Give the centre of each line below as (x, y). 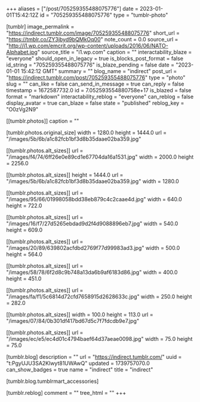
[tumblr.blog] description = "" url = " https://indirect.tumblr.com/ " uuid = (94, 357)
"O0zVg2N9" (22, 109)
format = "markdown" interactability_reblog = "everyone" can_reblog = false (100, 96)
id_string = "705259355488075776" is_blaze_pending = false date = (90, 65)
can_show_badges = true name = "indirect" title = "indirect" (80, 370)
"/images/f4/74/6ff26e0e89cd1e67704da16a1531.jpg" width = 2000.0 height (100, 157)
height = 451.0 (24, 279)
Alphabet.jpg (22, 52)
